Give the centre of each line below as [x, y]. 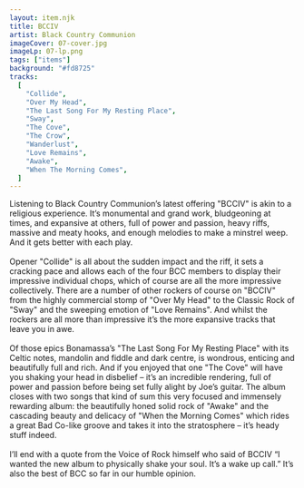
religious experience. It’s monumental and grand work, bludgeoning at [140, 213]
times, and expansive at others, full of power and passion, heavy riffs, [140, 223]
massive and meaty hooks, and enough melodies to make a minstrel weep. [149, 233]
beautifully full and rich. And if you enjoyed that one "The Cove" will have [146, 367]
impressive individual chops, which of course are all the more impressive [145, 281]
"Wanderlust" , [52, 144]
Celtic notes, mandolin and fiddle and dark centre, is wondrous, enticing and [152, 358]
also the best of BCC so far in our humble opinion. [103, 473]
